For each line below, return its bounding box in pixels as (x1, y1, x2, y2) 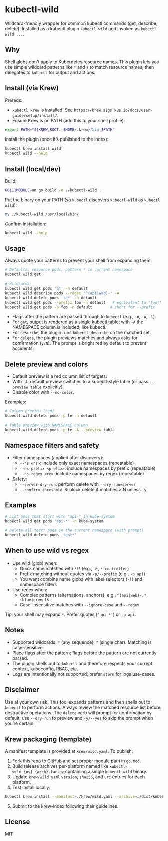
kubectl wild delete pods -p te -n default (5, 413, 97, 418)
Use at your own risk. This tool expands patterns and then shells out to (5, 699, 151, 705)
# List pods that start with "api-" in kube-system (5, 514, 115, 519)
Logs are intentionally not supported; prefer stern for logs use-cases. (12, 671, 156, 677)
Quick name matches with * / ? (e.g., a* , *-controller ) (19, 565, 129, 571)
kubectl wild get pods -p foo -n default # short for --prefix (5, 305, 155, 310)
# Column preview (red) (5, 409, 55, 414)
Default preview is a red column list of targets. (12, 373, 107, 379)
